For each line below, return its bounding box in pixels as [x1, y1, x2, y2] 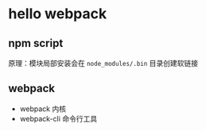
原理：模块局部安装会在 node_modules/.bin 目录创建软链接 [8, 59, 199, 67]
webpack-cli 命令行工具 [19, 114, 98, 123]
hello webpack [8, 5, 107, 23]
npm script [8, 37, 64, 50]
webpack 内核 [19, 104, 66, 114]
